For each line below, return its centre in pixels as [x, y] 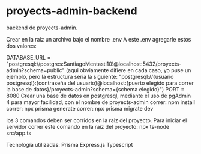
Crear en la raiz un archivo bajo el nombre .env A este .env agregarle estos [99, 39]
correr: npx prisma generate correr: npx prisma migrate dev [80, 108]
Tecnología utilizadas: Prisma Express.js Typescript [70, 144]
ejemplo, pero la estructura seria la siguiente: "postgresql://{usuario [90, 76]
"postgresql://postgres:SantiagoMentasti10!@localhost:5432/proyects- [94, 64]
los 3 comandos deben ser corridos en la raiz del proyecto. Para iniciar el [97, 120]
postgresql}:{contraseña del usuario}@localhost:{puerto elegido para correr [100, 83]
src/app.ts [19, 133]
